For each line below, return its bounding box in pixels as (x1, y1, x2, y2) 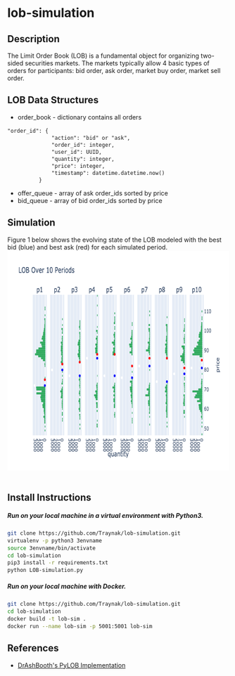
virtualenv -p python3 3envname (7, 537, 102, 544)
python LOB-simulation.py (7, 567, 83, 574)
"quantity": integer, (51, 155, 115, 162)
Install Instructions (7, 492, 91, 504)
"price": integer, (51, 162, 106, 169)
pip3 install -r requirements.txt (7, 559, 109, 566)
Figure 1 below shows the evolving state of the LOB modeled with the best (7, 235, 222, 244)
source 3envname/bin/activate (7, 545, 96, 552)
